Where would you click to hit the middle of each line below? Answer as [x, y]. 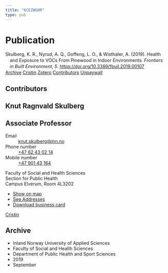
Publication [30, 40]
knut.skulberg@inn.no [41, 141]
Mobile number [21, 157]
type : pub [16, 15]
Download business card [39, 204]
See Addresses [29, 199]
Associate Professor [38, 123]
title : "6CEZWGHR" [25, 10]
